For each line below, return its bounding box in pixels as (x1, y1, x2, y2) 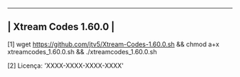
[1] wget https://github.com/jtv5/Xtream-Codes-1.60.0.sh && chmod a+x (7, 40, 220, 48)
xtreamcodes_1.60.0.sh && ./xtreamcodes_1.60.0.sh (7, 47, 157, 56)
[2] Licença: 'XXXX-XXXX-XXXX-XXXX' (7, 61, 124, 70)
